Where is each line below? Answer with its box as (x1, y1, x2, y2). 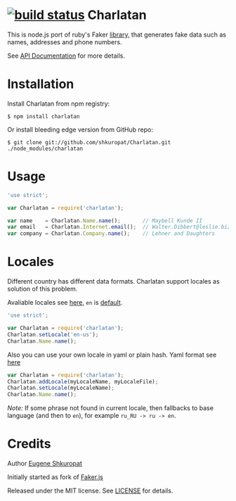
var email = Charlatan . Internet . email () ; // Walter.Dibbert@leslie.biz (7, 224, 231, 231)
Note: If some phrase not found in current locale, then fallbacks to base (7, 404, 214, 412)
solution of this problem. (7, 285, 78, 293)
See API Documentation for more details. (7, 51, 125, 60)
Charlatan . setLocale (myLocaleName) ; (7, 384, 114, 392)
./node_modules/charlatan (7, 145, 83, 152)
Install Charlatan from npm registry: (7, 99, 110, 108)
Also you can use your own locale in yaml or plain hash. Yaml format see (7, 350, 217, 359)
